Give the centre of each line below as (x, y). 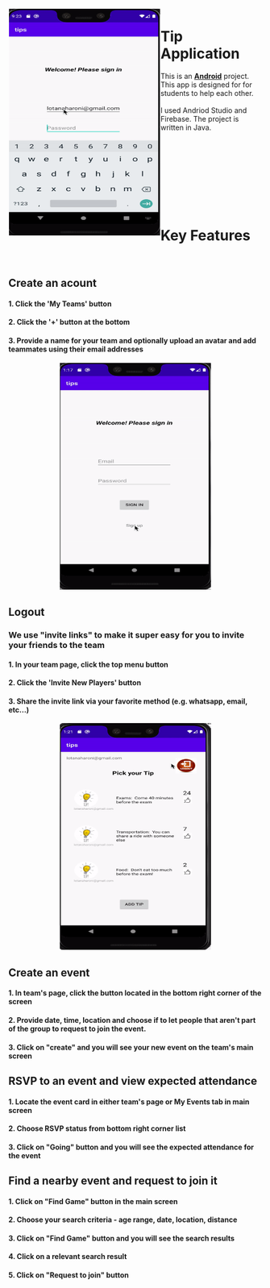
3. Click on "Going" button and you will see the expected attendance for (131, 1147)
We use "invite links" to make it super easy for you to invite (126, 634)
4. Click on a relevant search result (68, 1257)
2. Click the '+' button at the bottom (69, 322)
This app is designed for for (206, 85)
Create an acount (52, 283)
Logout (27, 612)
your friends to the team (57, 645)
